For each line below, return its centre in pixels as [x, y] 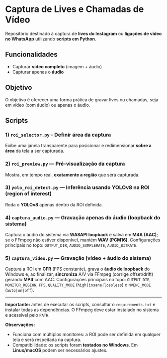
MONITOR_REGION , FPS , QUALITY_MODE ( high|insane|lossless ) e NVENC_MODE [78, 285]
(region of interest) [29, 194]
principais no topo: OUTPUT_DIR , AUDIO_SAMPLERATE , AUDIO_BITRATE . [71, 245]
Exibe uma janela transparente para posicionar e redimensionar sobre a [78, 146]
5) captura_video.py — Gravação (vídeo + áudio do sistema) [78, 258]
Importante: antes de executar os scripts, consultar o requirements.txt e [80, 305]
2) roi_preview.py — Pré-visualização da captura [65, 164]
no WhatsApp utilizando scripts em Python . [51, 39]
